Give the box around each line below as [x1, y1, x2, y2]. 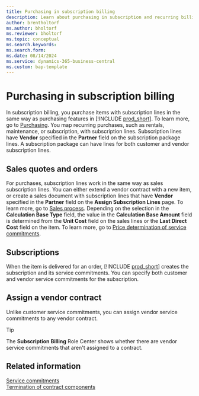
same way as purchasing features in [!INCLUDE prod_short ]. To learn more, [6, 115, 190, 122]
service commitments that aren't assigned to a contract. [6, 344, 143, 351]
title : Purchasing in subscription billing [6, 8, 115, 15]
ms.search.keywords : [6, 42, 57, 48]
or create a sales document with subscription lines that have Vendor [6, 192, 174, 199]
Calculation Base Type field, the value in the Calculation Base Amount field [6, 211, 192, 218]
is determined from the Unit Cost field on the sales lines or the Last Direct [6, 218, 187, 225]
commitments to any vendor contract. [6, 315, 98, 322]
